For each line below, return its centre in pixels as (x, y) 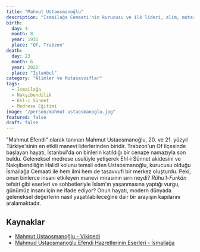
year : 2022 (25, 67)
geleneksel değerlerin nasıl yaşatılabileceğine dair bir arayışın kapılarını (93, 197)
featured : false (26, 117)
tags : (13, 84)
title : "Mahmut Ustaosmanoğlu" (45, 12)
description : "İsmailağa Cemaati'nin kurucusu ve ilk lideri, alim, (93, 17)
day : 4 (20, 28)
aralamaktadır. (24, 203)
